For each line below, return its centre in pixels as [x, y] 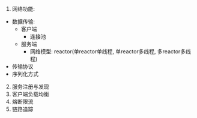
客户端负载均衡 [30, 94]
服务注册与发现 [30, 87]
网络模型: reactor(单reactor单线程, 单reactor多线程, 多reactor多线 [110, 52]
